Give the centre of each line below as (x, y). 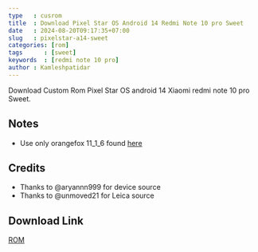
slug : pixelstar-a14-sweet (59, 38)
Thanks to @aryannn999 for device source (90, 187)
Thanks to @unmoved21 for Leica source (87, 195)
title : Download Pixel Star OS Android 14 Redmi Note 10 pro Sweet (126, 23)
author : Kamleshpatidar (49, 68)
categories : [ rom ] (39, 45)
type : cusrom (35, 16)
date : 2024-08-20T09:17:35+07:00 (69, 30)
